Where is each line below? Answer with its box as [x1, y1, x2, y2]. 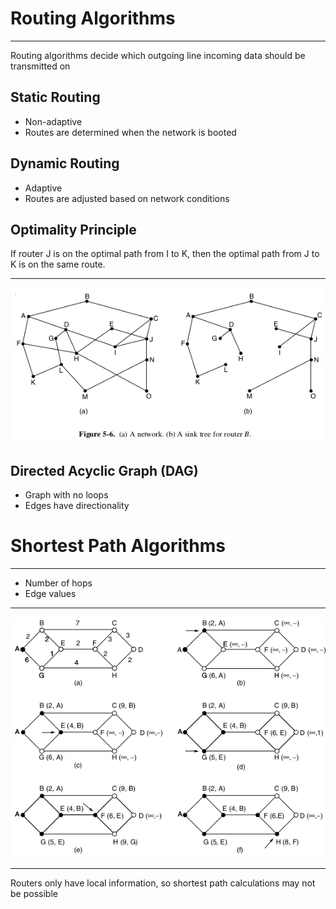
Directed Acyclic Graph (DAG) [10, 462, 199, 479]
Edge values [24, 588, 77, 600]
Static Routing [10, 89, 101, 106]
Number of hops [24, 577, 93, 589]
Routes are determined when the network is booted [24, 126, 237, 138]
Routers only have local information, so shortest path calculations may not [10, 877, 316, 889]
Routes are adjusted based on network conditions [24, 192, 230, 204]
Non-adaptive [24, 115, 83, 127]
